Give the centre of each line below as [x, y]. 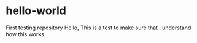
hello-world [36, 11]
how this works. [26, 34]
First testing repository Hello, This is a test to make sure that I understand [98, 28]
